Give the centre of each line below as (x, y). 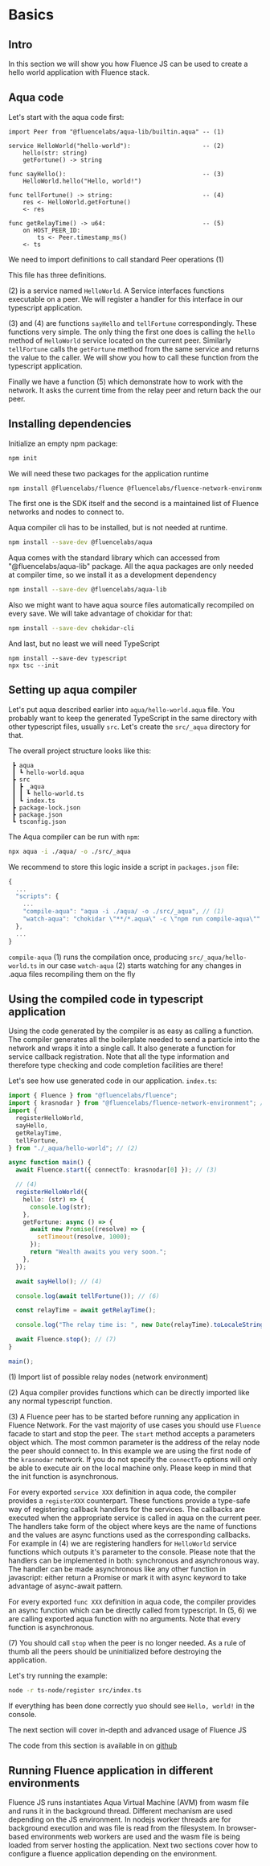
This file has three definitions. (57, 274)
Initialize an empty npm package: (63, 443)
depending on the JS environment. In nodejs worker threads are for (120, 1819)
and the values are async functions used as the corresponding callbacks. (129, 1534)
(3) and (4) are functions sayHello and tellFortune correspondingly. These (133, 323)
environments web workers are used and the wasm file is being (135, 1837)
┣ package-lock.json (46, 807)
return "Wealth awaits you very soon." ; (98, 1252)
